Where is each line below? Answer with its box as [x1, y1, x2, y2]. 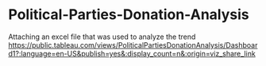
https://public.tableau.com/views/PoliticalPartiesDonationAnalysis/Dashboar [8, 40, 258, 49]
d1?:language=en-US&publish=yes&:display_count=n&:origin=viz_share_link [8, 49, 256, 58]
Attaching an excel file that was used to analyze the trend [8, 32, 196, 41]
